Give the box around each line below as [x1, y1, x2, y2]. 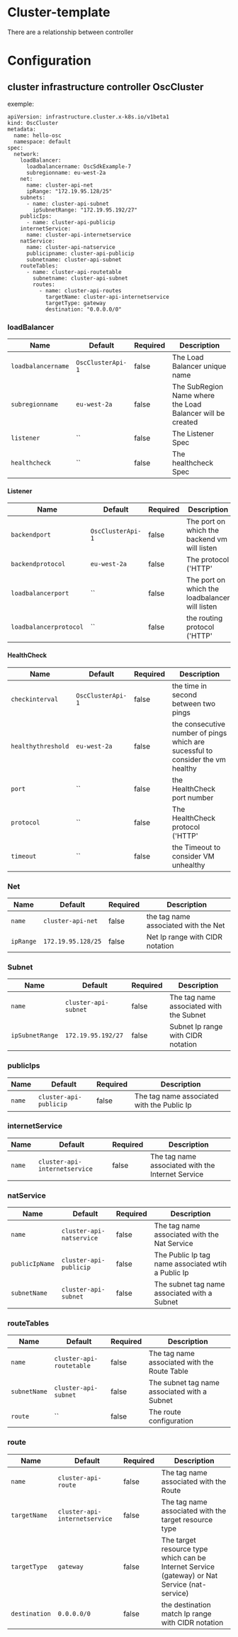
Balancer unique [172, 361, 227, 371]
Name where [172, 391, 215, 401]
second [171, 690, 197, 700]
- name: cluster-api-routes [38, 287, 122, 294]
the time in [171, 680, 208, 690]
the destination [161, 1599, 211, 1609]
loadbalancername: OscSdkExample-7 [25, 162, 132, 170]
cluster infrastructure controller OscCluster [7, 81, 204, 93]
